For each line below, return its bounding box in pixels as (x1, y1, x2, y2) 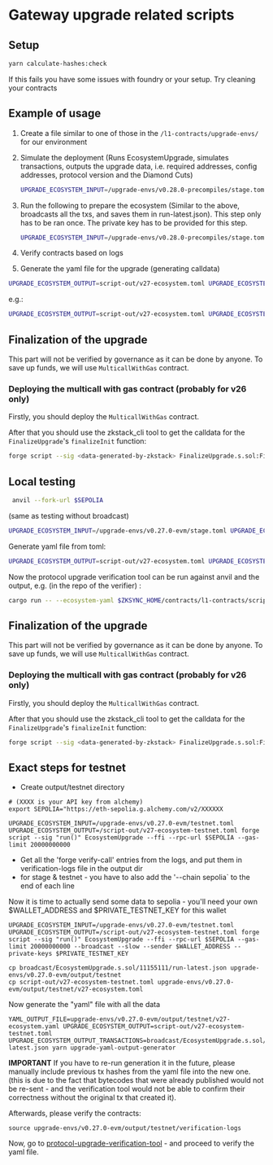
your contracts (8, 83, 58, 93)
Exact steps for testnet (8, 760, 126, 774)
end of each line (19, 881, 75, 891)
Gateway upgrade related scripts (8, 6, 235, 24)
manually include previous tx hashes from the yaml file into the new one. (8, 1066, 251, 1076)
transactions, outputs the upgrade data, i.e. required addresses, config (19, 161, 258, 171)
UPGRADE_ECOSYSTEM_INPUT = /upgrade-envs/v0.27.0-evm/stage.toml (8, 527, 227, 535)
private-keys (8, 950, 53, 958)
